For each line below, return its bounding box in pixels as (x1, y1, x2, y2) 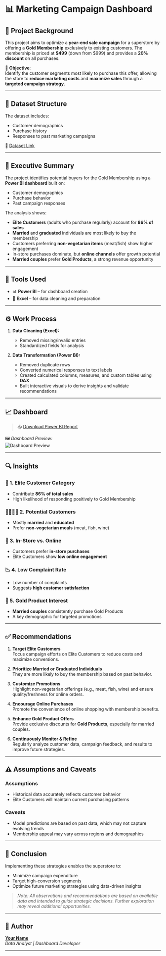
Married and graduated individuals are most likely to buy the (12, 230, 137, 236)
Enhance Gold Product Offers (12, 715, 74, 721)
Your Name (5, 935, 29, 941)
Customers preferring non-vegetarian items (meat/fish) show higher (12, 240, 153, 246)
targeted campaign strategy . (5, 81, 65, 87)
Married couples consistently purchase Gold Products (12, 608, 124, 614)
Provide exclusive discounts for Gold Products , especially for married (12, 721, 154, 727)
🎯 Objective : (5, 65, 31, 71)
